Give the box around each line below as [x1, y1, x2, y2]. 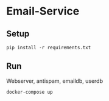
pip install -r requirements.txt [6, 44, 91, 50]
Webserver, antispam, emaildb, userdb [6, 77, 104, 85]
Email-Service [6, 4, 80, 18]
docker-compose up [6, 89, 53, 95]
